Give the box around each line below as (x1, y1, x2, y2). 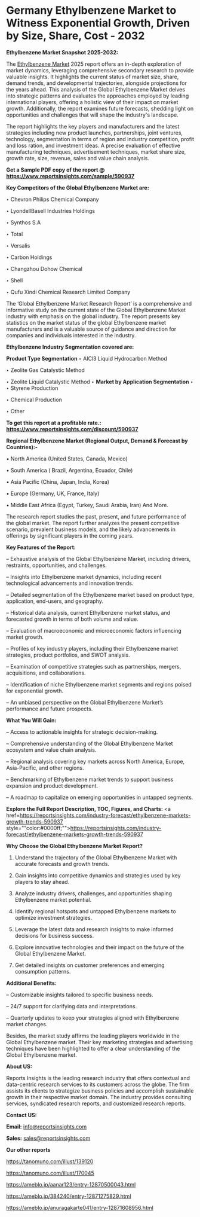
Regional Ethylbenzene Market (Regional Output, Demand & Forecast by (6, 437, 188, 444)
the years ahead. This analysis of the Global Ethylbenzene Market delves (6, 86, 186, 93)
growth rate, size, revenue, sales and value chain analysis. (6, 154, 149, 161)
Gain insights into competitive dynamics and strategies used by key (14, 871, 181, 879)
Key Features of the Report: (6, 544, 76, 551)
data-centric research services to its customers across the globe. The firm (6, 1081, 190, 1088)
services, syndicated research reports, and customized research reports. (6, 1100, 186, 1107)
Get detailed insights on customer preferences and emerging (14, 961, 165, 969)
